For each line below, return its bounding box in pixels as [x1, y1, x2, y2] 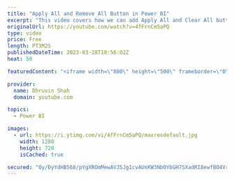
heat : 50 [7, 56, 33, 63]
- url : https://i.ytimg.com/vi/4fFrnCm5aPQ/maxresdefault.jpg [13, 132, 198, 139]
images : [7, 125, 30, 132]
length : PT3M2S [7, 42, 52, 49]
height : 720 [19, 144, 54, 152]
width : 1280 [19, 138, 54, 145]
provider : [7, 81, 36, 88]
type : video [7, 29, 42, 37]
